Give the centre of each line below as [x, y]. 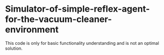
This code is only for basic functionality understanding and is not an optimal [82, 43]
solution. [14, 48]
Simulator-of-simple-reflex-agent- [78, 9]
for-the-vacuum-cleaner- [59, 19]
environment [32, 30]
